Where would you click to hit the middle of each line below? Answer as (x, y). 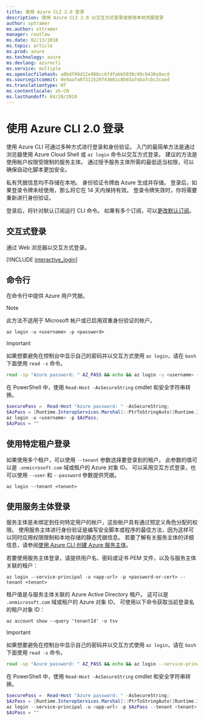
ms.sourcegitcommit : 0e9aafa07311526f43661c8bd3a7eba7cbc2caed (88, 80)
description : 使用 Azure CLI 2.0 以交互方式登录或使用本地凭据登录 (85, 18)
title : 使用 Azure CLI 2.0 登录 (46, 12)
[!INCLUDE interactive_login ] (42, 260)
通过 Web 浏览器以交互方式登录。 (48, 247)
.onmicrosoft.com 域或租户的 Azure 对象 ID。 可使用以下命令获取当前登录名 (100, 602)
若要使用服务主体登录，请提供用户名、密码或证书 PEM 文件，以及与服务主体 (101, 558)
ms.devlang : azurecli (34, 63)
